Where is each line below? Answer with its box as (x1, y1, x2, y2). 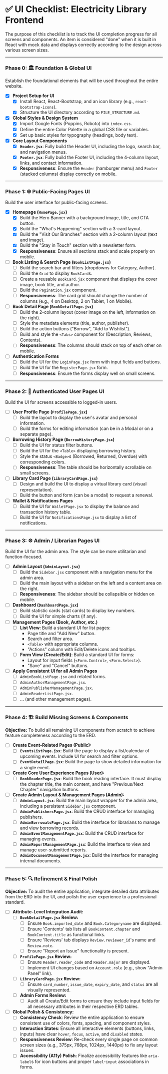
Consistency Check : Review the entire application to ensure (19, 1014, 144, 1020)
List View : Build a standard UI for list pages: (19, 625, 111, 631)
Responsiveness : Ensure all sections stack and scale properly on (19, 248, 155, 254)
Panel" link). (27, 970, 52, 976)
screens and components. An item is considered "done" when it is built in (5, 36, 156, 42)
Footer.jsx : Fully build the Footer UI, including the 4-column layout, (19, 154, 159, 160)
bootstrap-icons (19, 105, 54, 110)
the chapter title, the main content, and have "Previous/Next (19, 781, 143, 787)
